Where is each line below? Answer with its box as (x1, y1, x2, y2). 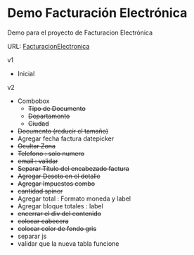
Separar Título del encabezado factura (17, 164, 130, 172)
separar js (17, 232, 47, 240)
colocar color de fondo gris (17, 224, 97, 232)
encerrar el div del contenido (17, 209, 102, 218)
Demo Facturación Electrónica (7, 5, 188, 21)
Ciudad (27, 119, 49, 128)
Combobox (17, 97, 50, 105)
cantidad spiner (17, 186, 63, 195)
